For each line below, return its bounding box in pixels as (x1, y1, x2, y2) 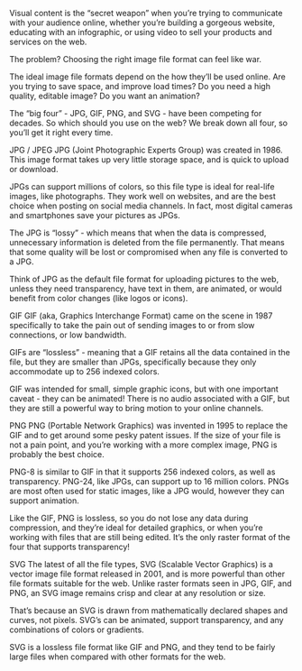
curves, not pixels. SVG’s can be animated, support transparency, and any (9, 615, 284, 625)
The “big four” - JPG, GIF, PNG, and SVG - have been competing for (9, 108, 262, 118)
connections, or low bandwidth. (9, 329, 127, 340)
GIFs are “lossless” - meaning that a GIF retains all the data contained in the (9, 347, 290, 357)
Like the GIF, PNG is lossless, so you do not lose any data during (9, 513, 249, 523)
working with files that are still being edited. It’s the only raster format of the (9, 532, 291, 542)
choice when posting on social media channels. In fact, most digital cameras (9, 200, 293, 211)
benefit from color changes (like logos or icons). (9, 293, 188, 303)
